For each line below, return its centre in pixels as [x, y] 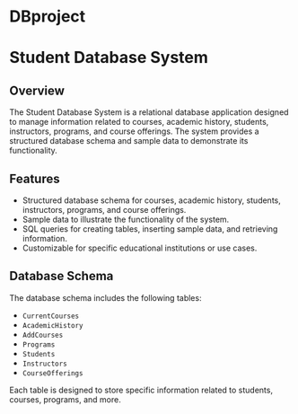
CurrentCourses [51, 316]
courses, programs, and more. [65, 399]
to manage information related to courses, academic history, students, [139, 122]
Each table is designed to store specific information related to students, [141, 390]
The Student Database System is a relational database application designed [149, 112]
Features [35, 178]
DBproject [48, 17]
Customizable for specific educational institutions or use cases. [140, 248]
